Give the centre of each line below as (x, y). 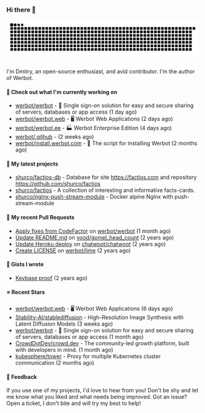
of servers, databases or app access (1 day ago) (76, 112)
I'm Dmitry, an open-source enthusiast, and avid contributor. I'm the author (101, 71)
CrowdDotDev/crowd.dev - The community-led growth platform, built (102, 343)
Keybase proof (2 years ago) (51, 278)
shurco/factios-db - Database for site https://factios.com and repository (106, 177)
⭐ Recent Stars (26, 292)
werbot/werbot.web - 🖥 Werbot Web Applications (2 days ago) (94, 119)
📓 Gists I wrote (25, 265)
